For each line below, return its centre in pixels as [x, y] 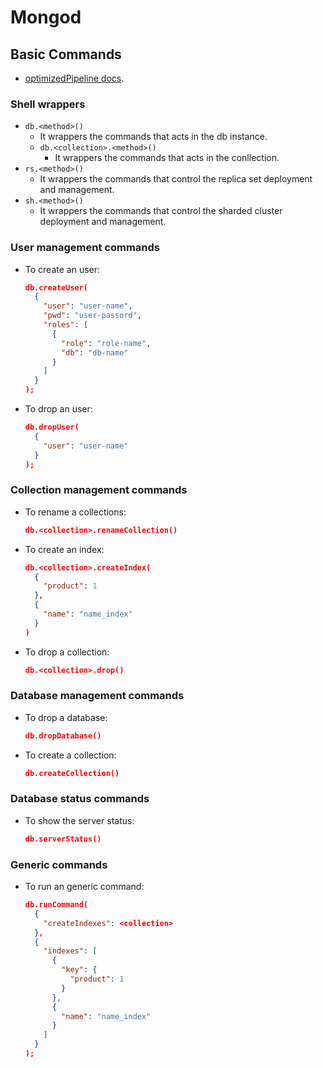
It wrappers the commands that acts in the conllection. [167, 158]
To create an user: [62, 269]
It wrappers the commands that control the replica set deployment [176, 179]
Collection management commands [99, 490]
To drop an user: [58, 409]
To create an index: [64, 549]
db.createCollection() [72, 773]
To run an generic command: [84, 887]
